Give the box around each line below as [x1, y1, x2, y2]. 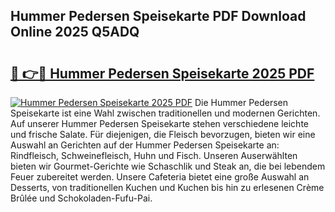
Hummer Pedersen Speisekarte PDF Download [10, 8, 307, 25]
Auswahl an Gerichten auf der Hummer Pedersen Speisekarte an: [10, 139, 280, 151]
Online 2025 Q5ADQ [10, 24, 140, 41]
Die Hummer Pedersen [194, 97, 289, 108]
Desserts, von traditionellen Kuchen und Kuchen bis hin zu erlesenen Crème [10, 182, 325, 193]
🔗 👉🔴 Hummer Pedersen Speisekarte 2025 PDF [10, 65, 315, 82]
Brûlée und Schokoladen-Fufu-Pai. [10, 192, 153, 204]
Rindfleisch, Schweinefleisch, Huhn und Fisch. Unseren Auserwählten [10, 150, 298, 161]
